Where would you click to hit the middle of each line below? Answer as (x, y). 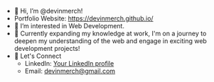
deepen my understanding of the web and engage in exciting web (111, 41)
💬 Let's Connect (38, 56)
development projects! (47, 48)
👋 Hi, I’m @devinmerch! (48, 11)
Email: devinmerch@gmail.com (70, 71)
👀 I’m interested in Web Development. (69, 26)
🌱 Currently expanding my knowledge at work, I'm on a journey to (110, 33)
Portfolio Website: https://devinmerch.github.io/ (84, 18)
